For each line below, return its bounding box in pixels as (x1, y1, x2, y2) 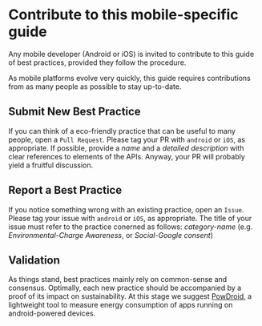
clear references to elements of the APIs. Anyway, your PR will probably (8, 151, 246, 161)
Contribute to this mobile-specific (8, 6, 239, 24)
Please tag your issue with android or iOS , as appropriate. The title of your (8, 213, 252, 223)
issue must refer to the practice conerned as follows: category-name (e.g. (8, 222, 253, 231)
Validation (8, 253, 60, 267)
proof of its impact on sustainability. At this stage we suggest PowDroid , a (8, 292, 252, 301)
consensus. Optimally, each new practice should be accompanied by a (8, 283, 242, 293)
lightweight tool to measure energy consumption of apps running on (8, 300, 233, 310)
